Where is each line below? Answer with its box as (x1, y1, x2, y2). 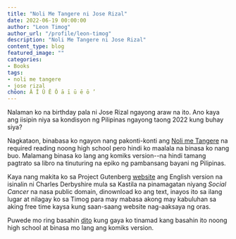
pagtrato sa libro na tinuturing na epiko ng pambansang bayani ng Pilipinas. (7, 159, 227, 167)
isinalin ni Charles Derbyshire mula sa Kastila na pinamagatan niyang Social (7, 180, 227, 188)
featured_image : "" (7, 50, 65, 57)
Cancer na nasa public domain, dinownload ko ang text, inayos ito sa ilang (7, 188, 223, 196)
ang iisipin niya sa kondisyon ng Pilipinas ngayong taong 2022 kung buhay (7, 115, 224, 124)
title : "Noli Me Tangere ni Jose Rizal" (7, 10, 128, 18)
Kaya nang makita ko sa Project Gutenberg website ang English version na (7, 173, 223, 181)
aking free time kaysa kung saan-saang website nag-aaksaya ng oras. (7, 202, 211, 211)
